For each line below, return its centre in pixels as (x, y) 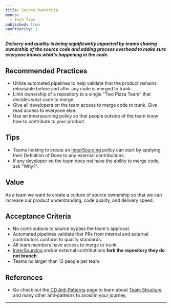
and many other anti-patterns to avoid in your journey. (70, 295)
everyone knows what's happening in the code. (57, 55)
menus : (12, 15)
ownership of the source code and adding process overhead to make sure (86, 49)
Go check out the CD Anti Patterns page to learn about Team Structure (87, 290)
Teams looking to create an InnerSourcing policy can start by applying (87, 150)
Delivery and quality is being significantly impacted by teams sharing (81, 44)
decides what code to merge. (44, 99)
